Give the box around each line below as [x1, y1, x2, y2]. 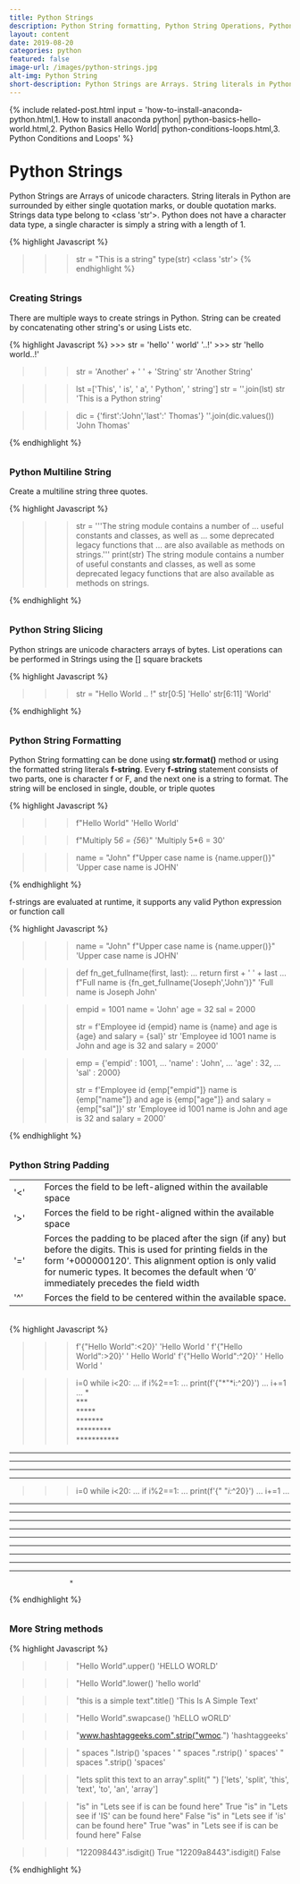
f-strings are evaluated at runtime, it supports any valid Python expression [9, 896, 282, 907]
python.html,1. [9, 114, 61, 124]
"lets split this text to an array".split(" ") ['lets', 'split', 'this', [75, 1774, 289, 1785]
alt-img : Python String [9, 72, 98, 81]
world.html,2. [9, 123, 58, 134]
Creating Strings [9, 292, 83, 304]
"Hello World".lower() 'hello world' [75, 1677, 202, 1688]
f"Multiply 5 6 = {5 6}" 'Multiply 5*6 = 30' [75, 834, 226, 846]
